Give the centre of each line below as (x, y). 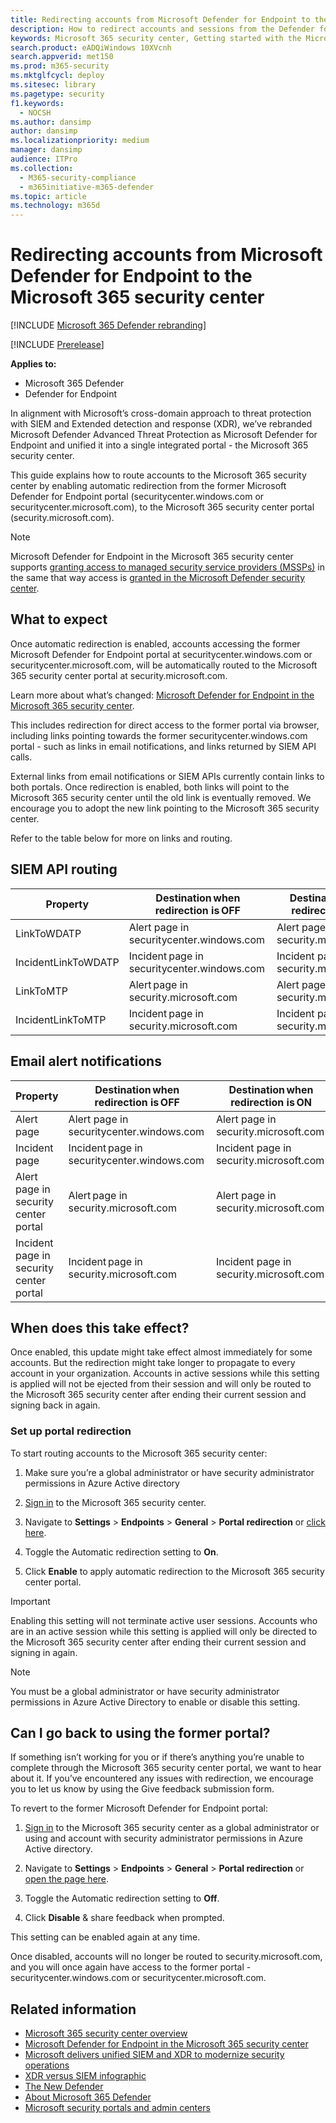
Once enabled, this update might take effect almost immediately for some (161, 1352)
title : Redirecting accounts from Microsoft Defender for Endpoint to (160, 19)
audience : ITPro (44, 159)
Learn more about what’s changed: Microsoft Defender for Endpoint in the (162, 695)
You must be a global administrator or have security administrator (145, 1691)
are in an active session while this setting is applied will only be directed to (164, 1631)
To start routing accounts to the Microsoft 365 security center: (139, 1453)
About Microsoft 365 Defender (88, 2097)
